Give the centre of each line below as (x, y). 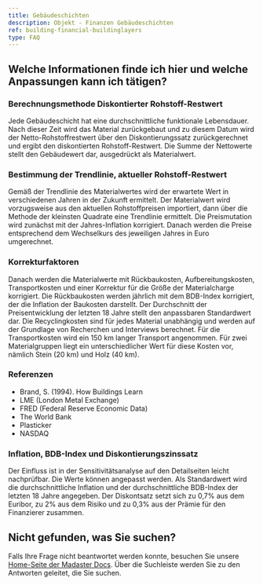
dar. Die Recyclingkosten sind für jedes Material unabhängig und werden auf (131, 321)
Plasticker (36, 425)
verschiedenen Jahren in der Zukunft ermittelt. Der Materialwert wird (119, 200)
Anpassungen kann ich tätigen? (88, 81)
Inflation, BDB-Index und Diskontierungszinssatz (103, 454)
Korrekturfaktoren (44, 262)
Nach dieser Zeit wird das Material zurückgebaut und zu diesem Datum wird (131, 129)
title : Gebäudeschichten (49, 15)
